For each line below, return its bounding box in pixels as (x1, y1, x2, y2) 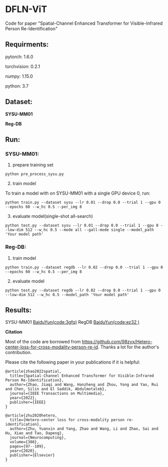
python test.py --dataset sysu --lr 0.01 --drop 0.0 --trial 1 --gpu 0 (5, 223, 158, 228)
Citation (5, 329, 23, 335)
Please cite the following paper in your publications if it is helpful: (5, 359, 140, 365)
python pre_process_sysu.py (5, 171, 64, 177)
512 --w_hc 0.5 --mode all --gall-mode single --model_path (25, 227, 154, 232)
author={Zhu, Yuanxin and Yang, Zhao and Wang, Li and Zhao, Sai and (10, 426, 158, 432)
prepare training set (12, 162, 54, 168)
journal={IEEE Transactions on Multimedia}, (10, 391, 105, 396)
